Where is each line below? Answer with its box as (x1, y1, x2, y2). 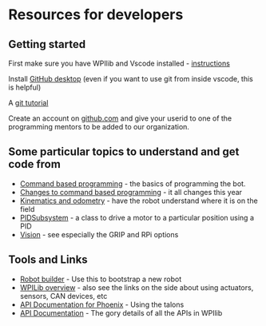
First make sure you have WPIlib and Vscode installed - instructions (8, 58, 230, 68)
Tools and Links (8, 253, 88, 267)
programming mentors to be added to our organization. (8, 122, 190, 131)
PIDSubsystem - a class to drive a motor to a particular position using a (19, 213, 254, 222)
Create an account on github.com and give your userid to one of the (8, 113, 232, 123)
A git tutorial (8, 98, 49, 107)
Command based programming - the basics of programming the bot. (19, 178, 246, 189)
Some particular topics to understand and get (8, 145, 240, 159)
